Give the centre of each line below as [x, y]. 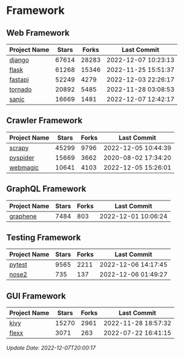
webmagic [24, 167]
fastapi [19, 79]
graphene [23, 216]
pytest [18, 265]
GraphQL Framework [46, 189]
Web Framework [38, 33]
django [19, 60]
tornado [21, 89]
